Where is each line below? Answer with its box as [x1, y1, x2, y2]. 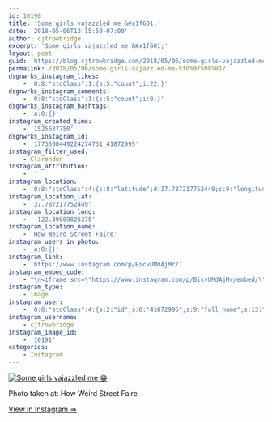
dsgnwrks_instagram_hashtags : [8, 102, 111, 110]
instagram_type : [8, 283, 63, 292]
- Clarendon [23, 155, 63, 163]
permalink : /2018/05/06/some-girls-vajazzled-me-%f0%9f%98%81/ [8, 65, 227, 73]
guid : [8, 58, 27, 66]
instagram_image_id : [8, 328, 79, 336]
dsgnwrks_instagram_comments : [8, 87, 111, 96]
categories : [8, 343, 49, 352]
